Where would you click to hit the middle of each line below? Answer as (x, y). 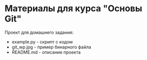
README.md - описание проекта (46, 52)
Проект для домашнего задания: (39, 32)
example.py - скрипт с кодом (42, 41)
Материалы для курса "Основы (73, 9)
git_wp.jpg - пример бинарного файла (52, 47)
